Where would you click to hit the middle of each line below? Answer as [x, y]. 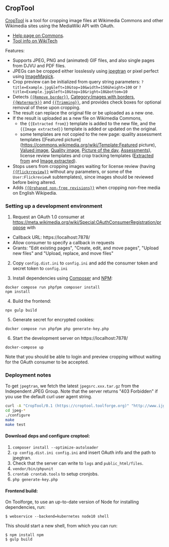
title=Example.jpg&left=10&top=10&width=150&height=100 [72, 87]
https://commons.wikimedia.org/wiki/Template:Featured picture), [89, 145]
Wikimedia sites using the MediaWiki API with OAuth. [60, 26]
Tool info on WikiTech [35, 41]
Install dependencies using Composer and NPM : [63, 278]
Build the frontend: [32, 301]
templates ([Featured [42, 139]
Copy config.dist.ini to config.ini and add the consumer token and [85, 263]
